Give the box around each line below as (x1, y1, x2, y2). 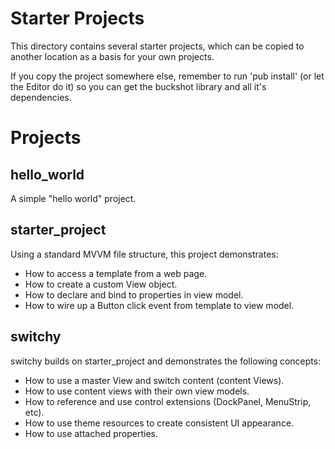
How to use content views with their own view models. (24, 385, 250, 397)
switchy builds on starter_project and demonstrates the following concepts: (10, 355, 322, 367)
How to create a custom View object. (24, 278, 178, 290)
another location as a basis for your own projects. (10, 50, 215, 62)
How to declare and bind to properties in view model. (24, 288, 244, 301)
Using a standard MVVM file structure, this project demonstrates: (10, 248, 279, 260)
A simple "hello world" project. (10, 192, 137, 204)
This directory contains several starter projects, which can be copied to (10, 40, 305, 52)
